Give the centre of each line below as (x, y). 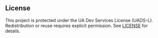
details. (13, 31)
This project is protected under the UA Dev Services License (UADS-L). (79, 20)
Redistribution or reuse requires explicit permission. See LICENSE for (76, 25)
